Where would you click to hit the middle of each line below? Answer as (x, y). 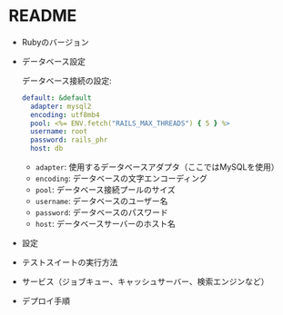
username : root (59, 132)
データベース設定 (54, 61)
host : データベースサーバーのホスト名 (106, 224)
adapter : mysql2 (61, 106)
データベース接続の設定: (67, 80)
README (43, 16)
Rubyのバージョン (55, 42)
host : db (47, 149)
